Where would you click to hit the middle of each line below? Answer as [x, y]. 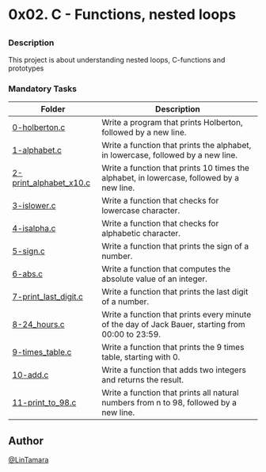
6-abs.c [28, 274]
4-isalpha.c [34, 229]
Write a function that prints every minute [177, 314]
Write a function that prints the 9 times [173, 348]
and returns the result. [143, 380]
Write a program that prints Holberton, [172, 123]
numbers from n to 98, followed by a [169, 403]
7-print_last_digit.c [47, 297]
